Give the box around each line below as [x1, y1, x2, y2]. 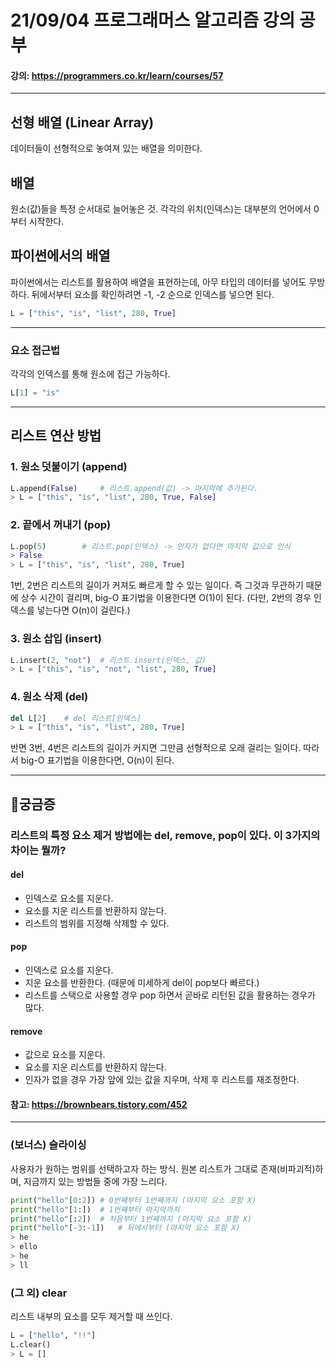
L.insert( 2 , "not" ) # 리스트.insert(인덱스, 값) [10, 655, 207, 665]
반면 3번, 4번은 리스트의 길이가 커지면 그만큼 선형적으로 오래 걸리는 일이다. [10, 742, 302, 754]
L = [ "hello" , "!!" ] [10, 1331, 97, 1341]
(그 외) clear [10, 1286, 68, 1300]
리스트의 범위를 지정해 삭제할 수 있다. [24, 917, 170, 929]
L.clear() [10, 1339, 52, 1350]
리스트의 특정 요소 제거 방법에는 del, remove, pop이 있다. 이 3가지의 [10, 828, 321, 842]
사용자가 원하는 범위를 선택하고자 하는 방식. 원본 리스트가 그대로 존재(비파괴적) [10, 1162, 316, 1175]
